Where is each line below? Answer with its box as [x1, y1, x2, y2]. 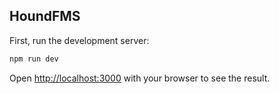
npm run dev [9, 54, 59, 64]
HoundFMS [9, 8, 81, 25]
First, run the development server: [9, 34, 150, 46]
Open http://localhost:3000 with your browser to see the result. [9, 72, 271, 84]
